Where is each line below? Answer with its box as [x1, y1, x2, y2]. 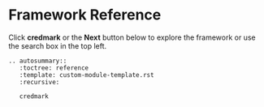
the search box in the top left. [8, 41, 107, 50]
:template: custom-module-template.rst [19, 71, 154, 79]
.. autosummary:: [8, 57, 67, 65]
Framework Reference [8, 6, 162, 24]
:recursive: [19, 78, 60, 86]
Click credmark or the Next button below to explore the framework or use [8, 32, 256, 42]
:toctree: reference [19, 63, 89, 72]
